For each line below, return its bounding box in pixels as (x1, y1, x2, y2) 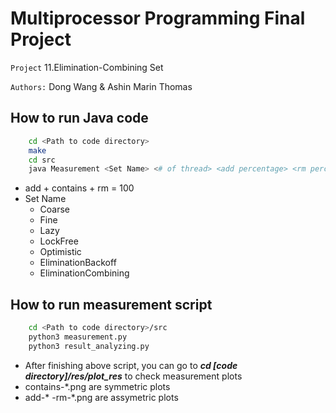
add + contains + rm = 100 (24, 182, 135, 194)
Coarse (39, 203, 71, 216)
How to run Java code (10, 110, 149, 127)
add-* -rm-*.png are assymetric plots (24, 391, 179, 403)
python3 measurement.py (28, 332, 128, 342)
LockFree (39, 235, 79, 247)
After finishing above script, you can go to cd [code (24, 359, 238, 371)
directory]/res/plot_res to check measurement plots (24, 370, 243, 382)
